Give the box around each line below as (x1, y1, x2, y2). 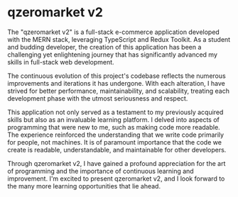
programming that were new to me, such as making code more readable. (7, 123, 220, 131)
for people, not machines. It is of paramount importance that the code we (7, 137, 222, 146)
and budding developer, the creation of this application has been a (7, 43, 202, 51)
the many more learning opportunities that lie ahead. (7, 181, 161, 190)
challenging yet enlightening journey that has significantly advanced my (7, 50, 218, 59)
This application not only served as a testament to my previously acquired (7, 108, 224, 116)
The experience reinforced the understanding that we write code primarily (7, 130, 225, 139)
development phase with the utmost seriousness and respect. (7, 94, 188, 103)
